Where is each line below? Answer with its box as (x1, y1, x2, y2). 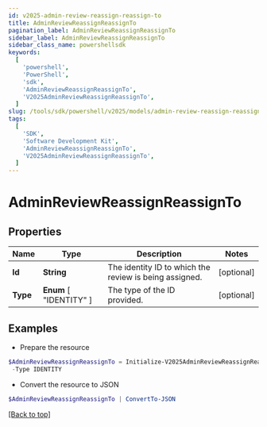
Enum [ (42, 285, 71, 296)
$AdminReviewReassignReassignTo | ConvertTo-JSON (8, 394, 176, 403)
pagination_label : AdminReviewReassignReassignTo (8, 26, 176, 34)
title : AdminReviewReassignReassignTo (8, 19, 137, 27)
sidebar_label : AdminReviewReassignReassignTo (8, 33, 165, 42)
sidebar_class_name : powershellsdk (8, 41, 126, 49)
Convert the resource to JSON (19, 379, 119, 389)
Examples (8, 321, 58, 335)
